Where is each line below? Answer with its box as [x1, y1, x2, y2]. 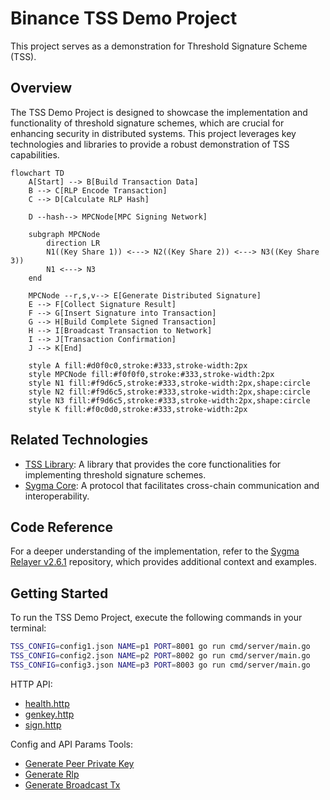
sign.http [24, 718, 62, 731]
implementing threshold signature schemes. [24, 468, 207, 481]
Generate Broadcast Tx [24, 778, 121, 791]
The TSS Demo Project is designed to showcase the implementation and [10, 106, 308, 118]
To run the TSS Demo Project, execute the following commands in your [10, 612, 303, 624]
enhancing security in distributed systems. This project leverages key [10, 127, 297, 139]
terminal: [10, 622, 47, 634]
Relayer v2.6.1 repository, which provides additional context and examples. [10, 556, 318, 568]
